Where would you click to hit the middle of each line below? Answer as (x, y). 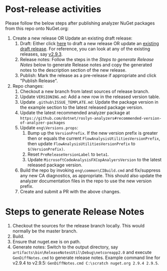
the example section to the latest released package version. (81, 107)
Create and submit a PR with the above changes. (70, 191)
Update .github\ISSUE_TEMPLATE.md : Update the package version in (89, 102)
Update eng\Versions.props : (49, 127)
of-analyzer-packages (42, 123)
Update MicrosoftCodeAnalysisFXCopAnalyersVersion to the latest (95, 159)
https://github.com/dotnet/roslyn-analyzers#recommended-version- (91, 118)
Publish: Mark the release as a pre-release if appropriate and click (88, 75)
